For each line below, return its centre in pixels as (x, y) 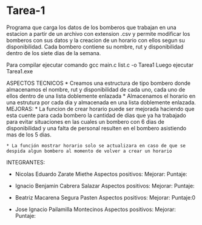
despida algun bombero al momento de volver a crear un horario (89, 151)
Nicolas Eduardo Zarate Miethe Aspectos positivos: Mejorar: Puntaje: (101, 174)
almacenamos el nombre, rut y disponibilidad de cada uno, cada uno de (96, 89)
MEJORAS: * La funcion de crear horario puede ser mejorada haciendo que (100, 109)
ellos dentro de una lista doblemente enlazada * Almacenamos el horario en (101, 96)
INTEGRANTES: (26, 162)
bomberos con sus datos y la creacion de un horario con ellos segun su (96, 40)
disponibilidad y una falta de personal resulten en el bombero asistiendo (96, 128)
